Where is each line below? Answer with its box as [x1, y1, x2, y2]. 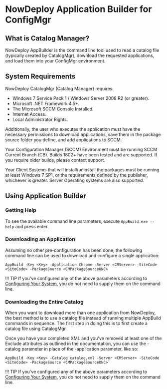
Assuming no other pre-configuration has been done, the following [5, 247, 143, 253]
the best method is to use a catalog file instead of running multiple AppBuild [5, 315, 161, 321]
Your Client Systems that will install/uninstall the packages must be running [5, 166, 160, 173]
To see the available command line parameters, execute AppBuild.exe [5, 218, 148, 224]
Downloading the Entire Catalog [5, 298, 84, 305]
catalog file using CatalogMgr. [5, 326, 67, 332]
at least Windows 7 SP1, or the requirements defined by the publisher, [5, 172, 148, 178]
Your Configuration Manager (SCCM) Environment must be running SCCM [5, 146, 158, 152]
